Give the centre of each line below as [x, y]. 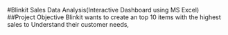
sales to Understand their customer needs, [68, 24]
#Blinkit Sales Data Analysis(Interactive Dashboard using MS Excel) [103, 10]
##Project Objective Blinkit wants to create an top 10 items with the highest [114, 17]
